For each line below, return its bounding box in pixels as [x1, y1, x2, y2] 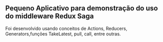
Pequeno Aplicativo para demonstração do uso [5, 4, 158, 13]
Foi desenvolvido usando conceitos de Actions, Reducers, [5, 25, 128, 31]
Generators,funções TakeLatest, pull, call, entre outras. [5, 30, 121, 37]
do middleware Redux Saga [5, 12, 94, 21]
